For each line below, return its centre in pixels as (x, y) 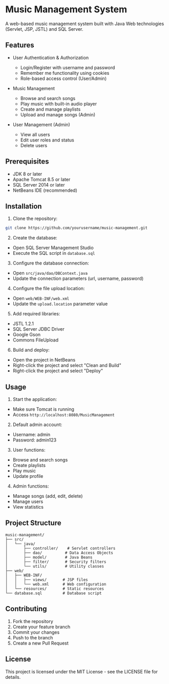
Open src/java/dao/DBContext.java (50, 273)
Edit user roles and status (47, 140)
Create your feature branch (41, 627)
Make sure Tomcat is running (43, 409)
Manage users (28, 501)
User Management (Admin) (41, 125)
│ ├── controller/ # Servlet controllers (60, 548)
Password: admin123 (35, 440)
